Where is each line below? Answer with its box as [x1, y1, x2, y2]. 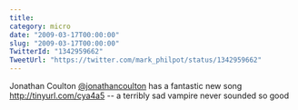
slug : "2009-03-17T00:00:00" [9, 38, 120, 48]
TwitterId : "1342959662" [9, 47, 104, 56]
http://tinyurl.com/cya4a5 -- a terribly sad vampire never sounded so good [9, 90, 289, 101]
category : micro [9, 22, 71, 31]
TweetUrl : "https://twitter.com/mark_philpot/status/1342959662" [9, 55, 262, 65]
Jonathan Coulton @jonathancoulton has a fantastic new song [9, 81, 243, 91]
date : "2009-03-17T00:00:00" [9, 30, 120, 39]
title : [9, 13, 35, 23]
